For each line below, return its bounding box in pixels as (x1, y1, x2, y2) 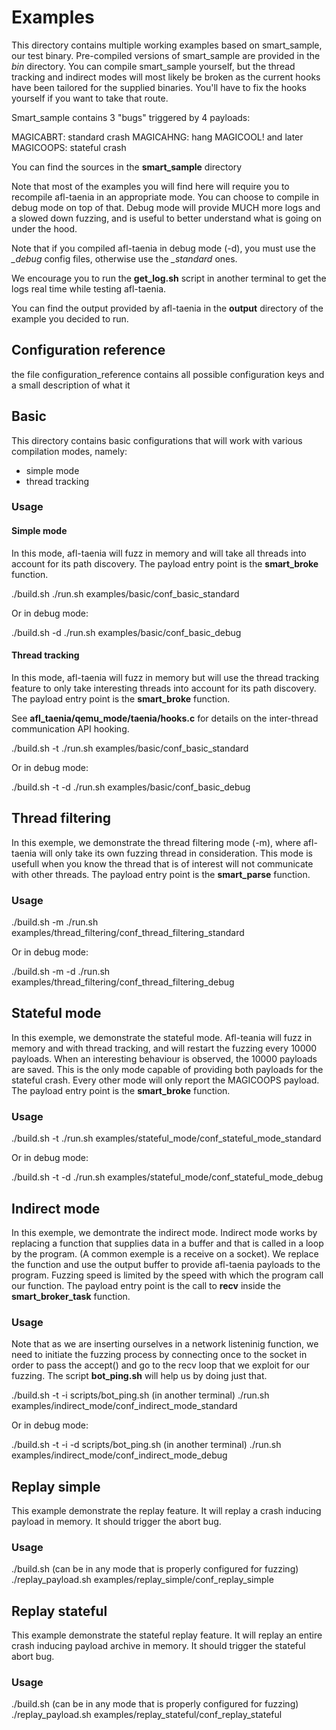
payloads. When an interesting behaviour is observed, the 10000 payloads (11, 1052, 318, 1065)
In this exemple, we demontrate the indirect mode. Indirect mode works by (11, 1226, 318, 1238)
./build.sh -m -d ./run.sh (11, 966, 111, 977)
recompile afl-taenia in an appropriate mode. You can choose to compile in (11, 191, 319, 203)
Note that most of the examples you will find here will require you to (11, 180, 290, 192)
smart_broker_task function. (11, 1290, 131, 1302)
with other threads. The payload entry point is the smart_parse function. (11, 868, 311, 880)
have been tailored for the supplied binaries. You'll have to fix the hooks (11, 81, 307, 93)
